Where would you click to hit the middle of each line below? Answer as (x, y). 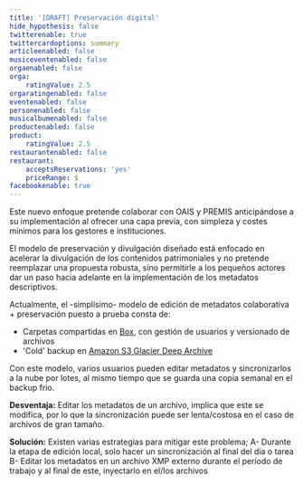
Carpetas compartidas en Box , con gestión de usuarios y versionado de (156, 332)
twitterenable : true (48, 34)
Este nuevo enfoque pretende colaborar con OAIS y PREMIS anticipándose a (151, 212)
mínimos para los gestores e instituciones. (88, 231)
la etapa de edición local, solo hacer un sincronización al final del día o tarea (151, 452)
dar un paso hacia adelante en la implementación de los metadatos (134, 278)
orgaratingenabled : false (58, 93)
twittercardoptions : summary (64, 43)
